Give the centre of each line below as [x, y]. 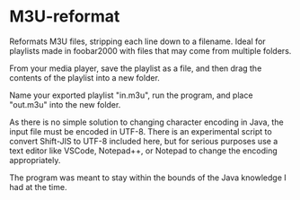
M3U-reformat [65, 17]
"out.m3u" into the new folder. [65, 104]
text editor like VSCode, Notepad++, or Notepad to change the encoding [144, 151]
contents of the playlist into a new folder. [84, 77]
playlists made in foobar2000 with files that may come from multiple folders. [150, 50]
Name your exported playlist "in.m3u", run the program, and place [131, 95]
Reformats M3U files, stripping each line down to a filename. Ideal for [138, 41]
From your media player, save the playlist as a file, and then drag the [136, 68]
